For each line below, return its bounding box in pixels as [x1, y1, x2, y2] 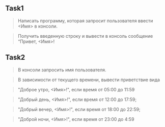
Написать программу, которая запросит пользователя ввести [17, 17, 153, 23]
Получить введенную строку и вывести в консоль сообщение [17, 33, 153, 39]
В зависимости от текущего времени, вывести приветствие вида [17, 77, 160, 83]
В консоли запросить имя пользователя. [17, 66, 106, 73]
